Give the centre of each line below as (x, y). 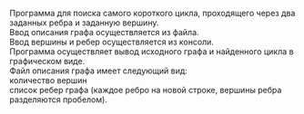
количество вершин (48, 80)
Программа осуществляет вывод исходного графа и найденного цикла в (152, 52)
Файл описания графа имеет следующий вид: (99, 71)
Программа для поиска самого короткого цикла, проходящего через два (152, 13)
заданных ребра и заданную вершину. (84, 23)
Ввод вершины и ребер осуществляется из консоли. (111, 42)
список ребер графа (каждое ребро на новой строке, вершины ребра (146, 90)
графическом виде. (47, 61)
